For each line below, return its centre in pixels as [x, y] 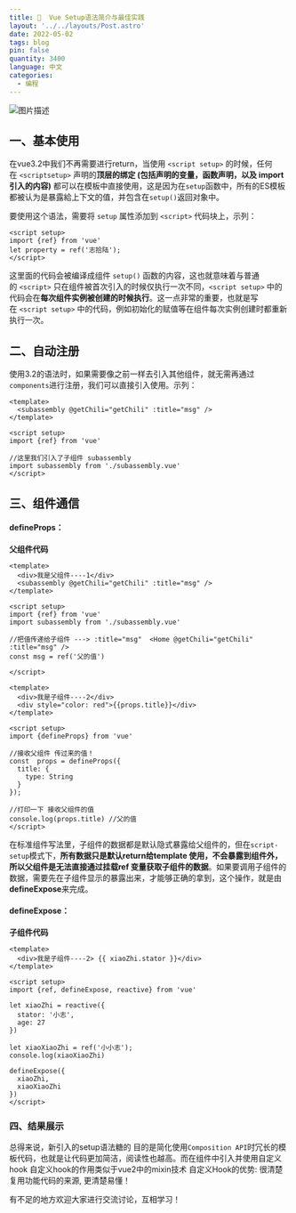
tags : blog [29, 42]
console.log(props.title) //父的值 [73, 819]
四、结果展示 [37, 1126]
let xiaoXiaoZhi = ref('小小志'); [71, 1048]
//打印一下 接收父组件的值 [52, 809]
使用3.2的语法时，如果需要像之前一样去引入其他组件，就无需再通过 [132, 374]
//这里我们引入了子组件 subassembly [70, 458]
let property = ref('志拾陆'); [65, 250]
